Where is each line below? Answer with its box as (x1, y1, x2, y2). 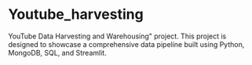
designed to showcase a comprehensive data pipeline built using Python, (8, 39, 245, 49)
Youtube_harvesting (8, 5, 144, 23)
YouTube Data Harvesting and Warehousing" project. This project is (8, 31, 227, 41)
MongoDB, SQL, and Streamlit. (8, 48, 108, 57)
